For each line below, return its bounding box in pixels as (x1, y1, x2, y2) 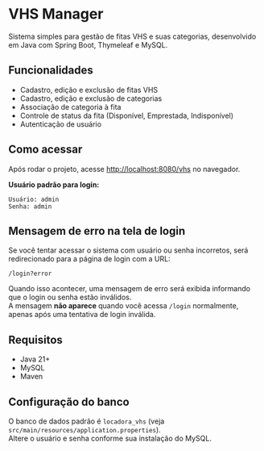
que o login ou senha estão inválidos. (8, 292, 132, 303)
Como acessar (8, 143, 83, 157)
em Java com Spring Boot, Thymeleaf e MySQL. (8, 40, 168, 49)
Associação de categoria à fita (19, 102, 122, 111)
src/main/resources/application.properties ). (8, 425, 161, 434)
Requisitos (8, 332, 63, 347)
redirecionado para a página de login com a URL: (8, 254, 171, 264)
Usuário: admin (8, 195, 60, 203)
